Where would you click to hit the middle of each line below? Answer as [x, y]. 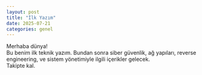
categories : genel [30, 29]
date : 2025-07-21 [28, 23]
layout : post [23, 12]
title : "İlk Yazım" [31, 18]
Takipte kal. [21, 66]
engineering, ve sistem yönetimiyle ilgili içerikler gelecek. [78, 59]
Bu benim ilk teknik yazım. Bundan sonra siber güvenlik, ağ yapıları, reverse [102, 53]
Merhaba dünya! [27, 46]
